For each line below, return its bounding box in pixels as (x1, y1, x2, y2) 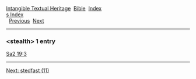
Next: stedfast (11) (6, 67, 50, 74)
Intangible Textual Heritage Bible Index (6, 5, 102, 12)
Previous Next (8, 17, 44, 24)
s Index (6, 11, 24, 18)
